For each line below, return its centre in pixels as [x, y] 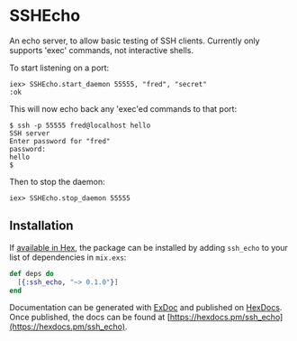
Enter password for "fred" [60, 141]
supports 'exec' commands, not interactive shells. [101, 50]
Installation [41, 226]
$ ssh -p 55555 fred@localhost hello [80, 125]
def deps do [31, 273]
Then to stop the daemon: [57, 181]
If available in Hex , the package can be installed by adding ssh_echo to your [148, 247]
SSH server [30, 133]
